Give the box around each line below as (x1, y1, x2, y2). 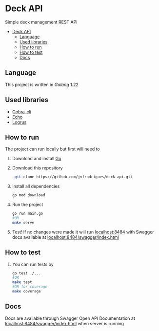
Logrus (12, 119, 27, 125)
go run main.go (12, 211, 43, 216)
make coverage (12, 289, 41, 294)
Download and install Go (12, 156, 61, 162)
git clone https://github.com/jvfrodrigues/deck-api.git (14, 174, 133, 180)
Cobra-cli (12, 108, 32, 115)
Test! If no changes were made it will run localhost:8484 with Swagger (12, 229, 155, 235)
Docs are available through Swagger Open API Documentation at (5, 315, 136, 321)
